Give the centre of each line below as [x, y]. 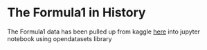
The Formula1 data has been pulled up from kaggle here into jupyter [104, 32]
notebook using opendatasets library [60, 38]
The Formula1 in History [76, 13]
